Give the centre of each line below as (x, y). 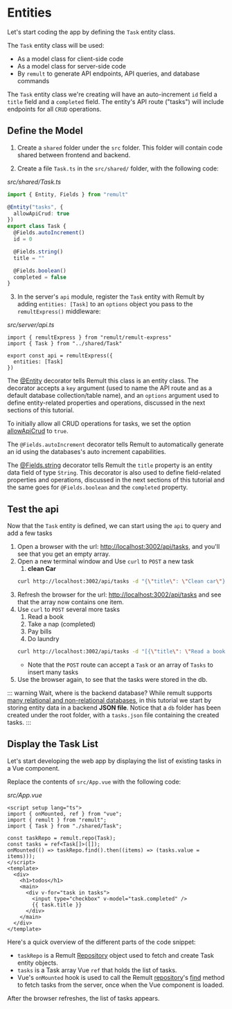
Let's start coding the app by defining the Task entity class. (91, 32)
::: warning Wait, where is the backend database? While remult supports (110, 693)
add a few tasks (30, 533)
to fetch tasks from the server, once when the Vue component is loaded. (121, 985)
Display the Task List (53, 744)
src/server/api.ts (31, 325)
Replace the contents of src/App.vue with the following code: (94, 782)
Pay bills (39, 631)
